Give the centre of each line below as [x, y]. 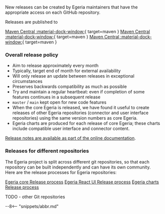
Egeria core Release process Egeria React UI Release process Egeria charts [82, 182]
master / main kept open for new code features [59, 102]
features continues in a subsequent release [56, 97]
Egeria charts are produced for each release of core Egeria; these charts [86, 124]
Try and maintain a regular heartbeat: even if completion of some [78, 92]
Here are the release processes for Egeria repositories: [61, 172]
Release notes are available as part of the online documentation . [70, 138]
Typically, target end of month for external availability [66, 71]
